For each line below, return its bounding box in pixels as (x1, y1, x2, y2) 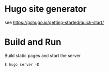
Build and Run (4, 36, 62, 48)
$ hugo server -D (4, 62, 40, 67)
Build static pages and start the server (4, 53, 81, 58)
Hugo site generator (4, 3, 87, 15)
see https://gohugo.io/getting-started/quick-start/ (4, 19, 104, 25)
